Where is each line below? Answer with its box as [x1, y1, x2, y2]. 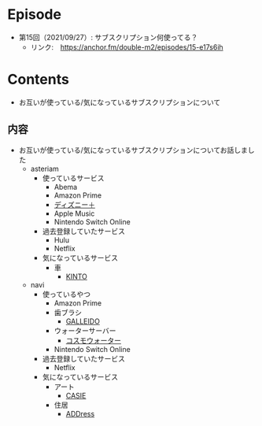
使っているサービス [42, 173, 105, 183]
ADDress [65, 409, 95, 418]
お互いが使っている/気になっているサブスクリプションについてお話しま [18, 145, 249, 154]
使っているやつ [42, 289, 91, 298]
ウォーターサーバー [54, 325, 116, 335]
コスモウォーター [65, 335, 121, 345]
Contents [7, 71, 70, 88]
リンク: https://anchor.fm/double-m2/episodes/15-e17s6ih [30, 42, 223, 52]
